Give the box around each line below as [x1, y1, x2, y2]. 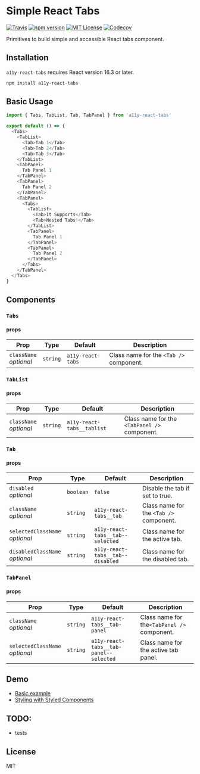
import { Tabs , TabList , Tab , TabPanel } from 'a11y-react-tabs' [6, 112, 171, 119]
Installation [6, 52, 49, 63]
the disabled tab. [142, 555, 189, 564]
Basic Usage [6, 97, 54, 107]
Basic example [14, 690, 51, 697]
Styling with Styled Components [14, 696, 94, 704]
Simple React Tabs [6, 4, 100, 18]
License [6, 747, 36, 757]
